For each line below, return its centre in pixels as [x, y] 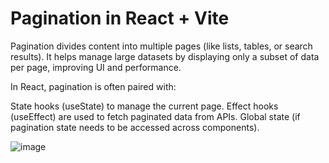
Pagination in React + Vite [120, 18]
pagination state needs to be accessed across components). [135, 127]
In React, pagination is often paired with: [93, 86]
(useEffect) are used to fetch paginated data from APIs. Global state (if [155, 116]
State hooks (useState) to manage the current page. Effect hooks [144, 106]
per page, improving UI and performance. [96, 67]
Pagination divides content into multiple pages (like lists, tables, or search [161, 46]
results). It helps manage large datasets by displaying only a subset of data [165, 56]
